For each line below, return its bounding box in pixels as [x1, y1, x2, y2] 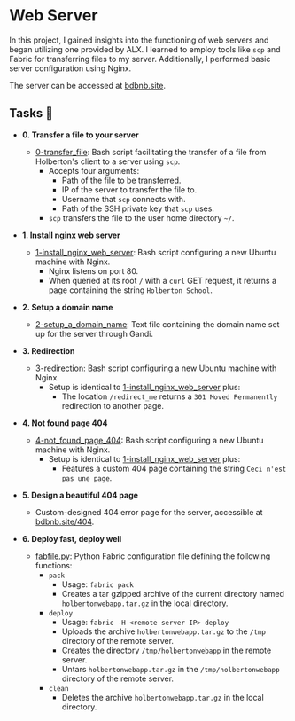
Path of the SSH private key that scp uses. [61, 203, 215, 214]
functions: [35, 560, 73, 570]
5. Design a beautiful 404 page [21, 490, 139, 500]
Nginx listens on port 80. [48, 265, 139, 276]
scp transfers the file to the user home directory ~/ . [48, 212, 235, 223]
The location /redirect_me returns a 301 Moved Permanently [61, 391, 278, 402]
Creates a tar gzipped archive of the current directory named [61, 588, 285, 599]
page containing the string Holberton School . [48, 285, 213, 295]
